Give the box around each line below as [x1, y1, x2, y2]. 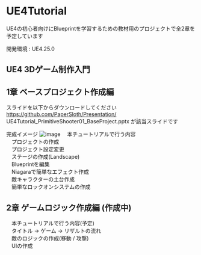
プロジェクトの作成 [11, 138, 59, 146]
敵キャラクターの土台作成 [11, 176, 75, 183]
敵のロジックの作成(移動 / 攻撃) [11, 235, 89, 242]
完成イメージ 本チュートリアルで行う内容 [6, 131, 136, 138]
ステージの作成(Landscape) [11, 153, 80, 161]
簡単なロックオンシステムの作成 [11, 183, 91, 191]
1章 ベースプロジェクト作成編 [6, 87, 114, 97]
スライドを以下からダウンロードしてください [6, 104, 117, 111]
